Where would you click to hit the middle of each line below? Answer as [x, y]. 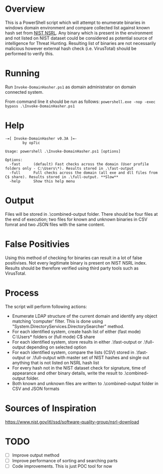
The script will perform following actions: [46, 307]
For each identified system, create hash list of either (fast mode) [76, 331]
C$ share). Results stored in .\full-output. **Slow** [62, 177]
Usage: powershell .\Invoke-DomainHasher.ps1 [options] [63, 151]
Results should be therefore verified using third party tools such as [72, 268]
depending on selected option [56, 347]
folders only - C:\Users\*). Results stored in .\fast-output [69, 168]
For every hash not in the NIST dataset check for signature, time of [79, 368]
